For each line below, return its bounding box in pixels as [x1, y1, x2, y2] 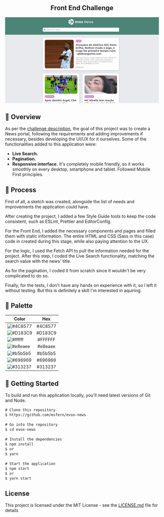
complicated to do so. [5, 273, 49, 279]
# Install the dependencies [5, 437, 62, 442]
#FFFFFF [37, 337, 56, 343]
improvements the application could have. [5, 204, 89, 210]
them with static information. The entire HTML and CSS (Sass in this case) [5, 233, 154, 239]
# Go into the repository [5, 422, 58, 427]
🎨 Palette [5, 302, 33, 310]
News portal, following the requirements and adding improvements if [5, 131, 143, 137]
